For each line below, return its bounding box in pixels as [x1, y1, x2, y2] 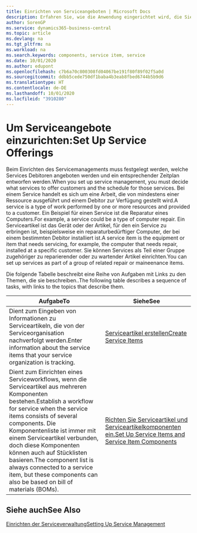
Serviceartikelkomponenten [105, 423, 182, 431]
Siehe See [133, 297, 160, 305]
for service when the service [9, 404, 88, 413]
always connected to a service [9, 463, 93, 471]
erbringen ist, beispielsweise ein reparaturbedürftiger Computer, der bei [6, 228, 180, 235]
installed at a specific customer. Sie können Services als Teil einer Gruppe [6, 247, 185, 254]
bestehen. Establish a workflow [9, 397, 94, 405]
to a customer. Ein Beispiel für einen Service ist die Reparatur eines [6, 209, 168, 216]
